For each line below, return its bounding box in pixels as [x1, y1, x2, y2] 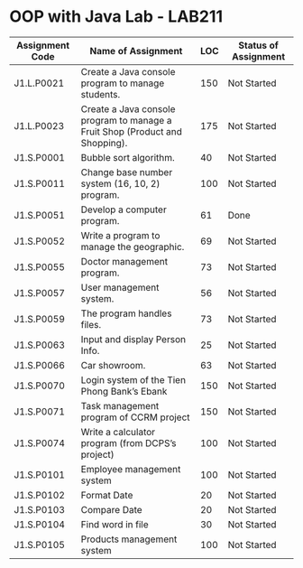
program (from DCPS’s [80, 436, 178, 449]
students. [80, 88, 121, 100]
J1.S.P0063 [14, 339, 66, 351]
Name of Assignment [89, 44, 183, 57]
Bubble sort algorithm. [80, 151, 176, 163]
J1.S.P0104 [14, 517, 66, 530]
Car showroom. [80, 358, 146, 371]
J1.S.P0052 [14, 235, 66, 247]
